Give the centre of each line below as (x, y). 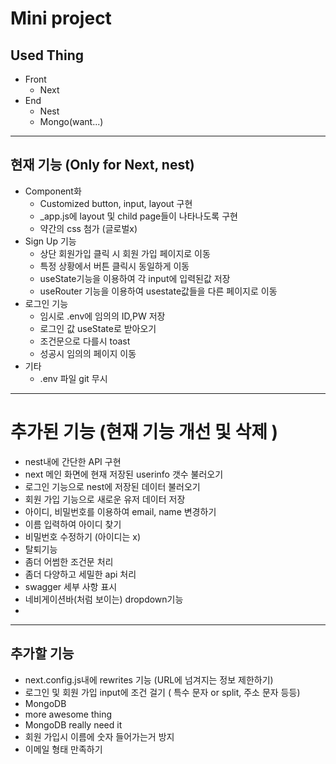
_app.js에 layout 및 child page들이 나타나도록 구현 (138, 216)
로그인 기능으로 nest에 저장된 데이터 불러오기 (112, 486)
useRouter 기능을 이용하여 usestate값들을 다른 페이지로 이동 (158, 291)
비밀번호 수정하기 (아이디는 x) (83, 536)
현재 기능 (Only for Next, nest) (102, 165)
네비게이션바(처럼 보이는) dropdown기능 (104, 599)
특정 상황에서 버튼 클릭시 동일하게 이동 (114, 266)
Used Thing (47, 55)
